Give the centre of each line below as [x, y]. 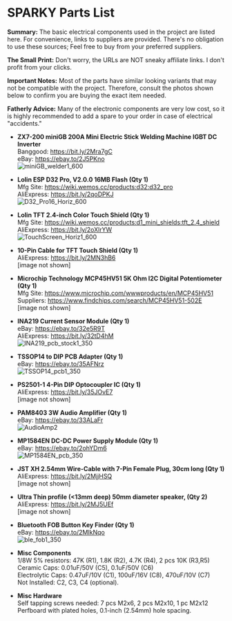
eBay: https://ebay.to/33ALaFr [60, 420]
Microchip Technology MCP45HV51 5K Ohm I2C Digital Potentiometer [119, 278]
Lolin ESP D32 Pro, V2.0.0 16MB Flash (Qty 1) [83, 179]
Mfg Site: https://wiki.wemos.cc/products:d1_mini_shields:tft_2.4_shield [118, 222]
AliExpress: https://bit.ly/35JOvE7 [65, 392]
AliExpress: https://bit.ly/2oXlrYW [65, 229]
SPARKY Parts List [61, 13]
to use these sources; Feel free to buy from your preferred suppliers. [105, 46]
